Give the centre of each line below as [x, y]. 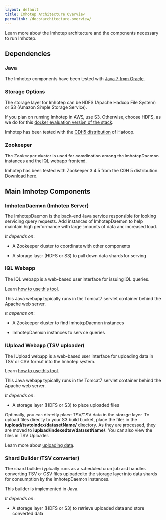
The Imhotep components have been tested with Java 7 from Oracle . [75, 79]
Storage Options [25, 91]
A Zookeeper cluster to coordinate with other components [71, 246]
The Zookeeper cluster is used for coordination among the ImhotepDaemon [82, 156]
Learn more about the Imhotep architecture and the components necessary [82, 33]
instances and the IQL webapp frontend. [46, 161]
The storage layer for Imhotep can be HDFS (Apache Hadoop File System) [81, 103]
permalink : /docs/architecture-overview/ [48, 19]
